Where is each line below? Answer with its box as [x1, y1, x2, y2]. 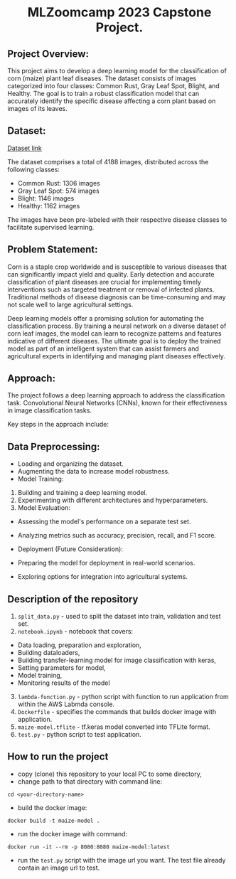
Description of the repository [7, 593, 139, 605]
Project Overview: [7, 48, 89, 60]
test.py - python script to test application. [17, 730, 142, 739]
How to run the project [7, 751, 109, 763]
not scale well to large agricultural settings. [7, 300, 134, 309]
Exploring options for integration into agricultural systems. [17, 572, 188, 581]
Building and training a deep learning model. [17, 489, 148, 497]
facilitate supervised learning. [7, 223, 95, 231]
